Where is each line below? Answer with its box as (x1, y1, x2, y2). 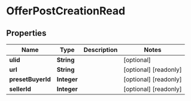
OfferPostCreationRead (6, 4, 126, 18)
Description (83, 46, 118, 54)
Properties (6, 28, 47, 38)
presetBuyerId (9, 75, 51, 83)
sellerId (9, 85, 32, 93)
